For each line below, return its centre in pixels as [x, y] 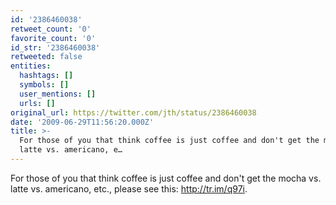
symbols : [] [44, 85]
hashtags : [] [46, 76]
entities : [31, 66]
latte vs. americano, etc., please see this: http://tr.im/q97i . [129, 188]
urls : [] [37, 103]
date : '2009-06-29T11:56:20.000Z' [82, 122]
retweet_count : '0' [51, 29]
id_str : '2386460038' [55, 47]
